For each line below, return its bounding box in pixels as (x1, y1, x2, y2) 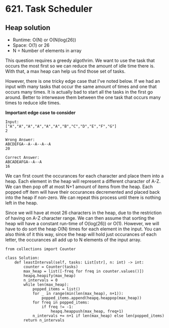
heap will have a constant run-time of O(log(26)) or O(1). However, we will (5, 221, 159, 226)
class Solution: (5, 255, 40, 260)
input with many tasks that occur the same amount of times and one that (5, 83, 157, 90)
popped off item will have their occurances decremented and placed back (5, 189, 160, 195)
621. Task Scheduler (5, 3, 93, 15)
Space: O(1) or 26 (12, 42, 50, 48)
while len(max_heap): (23, 282, 70, 287)
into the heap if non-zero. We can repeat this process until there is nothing (5, 194, 161, 200)
